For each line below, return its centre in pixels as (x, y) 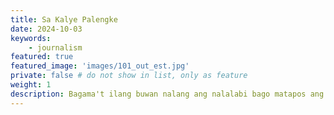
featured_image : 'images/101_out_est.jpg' (100, 66)
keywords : (31, 38)
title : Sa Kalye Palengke (64, 19)
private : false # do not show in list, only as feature (129, 76)
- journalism (55, 47)
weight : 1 (31, 85)
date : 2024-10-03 (46, 29)
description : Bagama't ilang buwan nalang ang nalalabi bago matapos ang (167, 94)
